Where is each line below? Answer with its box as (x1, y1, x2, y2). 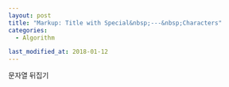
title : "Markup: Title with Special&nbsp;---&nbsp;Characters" (8, 19, 223, 27)
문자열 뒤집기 (8, 70, 49, 80)
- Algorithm (15, 33, 56, 42)
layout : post (8, 11, 52, 20)
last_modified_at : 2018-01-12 (8, 48, 109, 56)
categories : (8, 26, 48, 34)
